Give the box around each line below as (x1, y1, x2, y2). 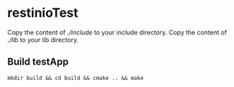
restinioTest (7, 5, 79, 21)
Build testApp (7, 56, 69, 68)
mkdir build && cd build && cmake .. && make (7, 74, 144, 81)
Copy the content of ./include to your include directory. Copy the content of (7, 28, 228, 36)
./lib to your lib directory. (7, 35, 79, 43)
